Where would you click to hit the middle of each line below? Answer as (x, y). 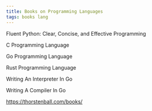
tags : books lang (27, 17)
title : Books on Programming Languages (55, 11)
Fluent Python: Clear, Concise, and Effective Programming (76, 33)
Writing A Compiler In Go (36, 90)
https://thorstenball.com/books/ (44, 101)
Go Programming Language (39, 56)
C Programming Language (38, 45)
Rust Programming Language (41, 67)
